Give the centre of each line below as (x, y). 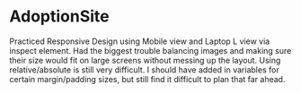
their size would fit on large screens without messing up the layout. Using (145, 60)
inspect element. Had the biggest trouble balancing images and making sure (150, 50)
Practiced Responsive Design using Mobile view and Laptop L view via (140, 41)
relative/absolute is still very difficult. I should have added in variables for (145, 70)
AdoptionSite (59, 17)
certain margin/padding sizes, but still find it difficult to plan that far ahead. (147, 79)
